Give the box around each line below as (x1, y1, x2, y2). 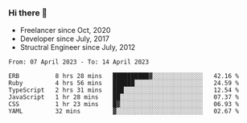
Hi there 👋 (8, 7, 48, 18)
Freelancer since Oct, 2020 (19, 26, 111, 35)
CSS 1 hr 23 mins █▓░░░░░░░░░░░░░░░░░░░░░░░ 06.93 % (8, 100, 240, 109)
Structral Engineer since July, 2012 (19, 43, 136, 52)
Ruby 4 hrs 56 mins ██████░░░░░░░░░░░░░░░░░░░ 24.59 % (8, 80, 240, 88)
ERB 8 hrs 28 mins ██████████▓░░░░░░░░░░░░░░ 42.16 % (8, 72, 240, 80)
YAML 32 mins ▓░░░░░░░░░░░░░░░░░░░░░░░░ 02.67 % (8, 108, 240, 116)
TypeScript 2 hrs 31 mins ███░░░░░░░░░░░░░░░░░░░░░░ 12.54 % (8, 86, 240, 95)
